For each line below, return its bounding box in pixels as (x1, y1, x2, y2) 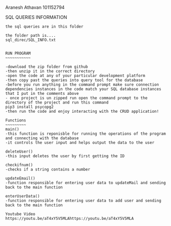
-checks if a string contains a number (5, 167, 91, 172)
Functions (5, 118, 27, 123)
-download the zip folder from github (5, 64, 88, 69)
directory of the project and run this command (5, 100, 109, 105)
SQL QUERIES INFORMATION (5, 14, 68, 20)
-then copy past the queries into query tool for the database (5, 78, 143, 83)
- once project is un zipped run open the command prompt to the (5, 95, 147, 101)
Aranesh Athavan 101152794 (5, 5, 65, 10)
